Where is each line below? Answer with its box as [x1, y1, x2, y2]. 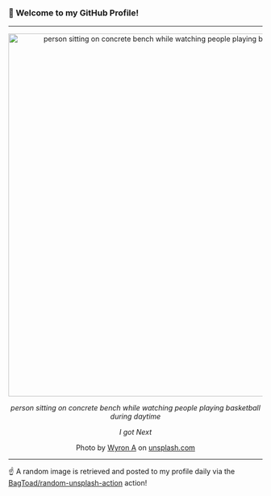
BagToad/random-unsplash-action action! [8, 478, 148, 488]
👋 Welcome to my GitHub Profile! [8, 7, 140, 19]
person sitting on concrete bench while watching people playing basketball [10, 403, 261, 413]
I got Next [119, 427, 152, 437]
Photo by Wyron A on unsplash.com [75, 443, 196, 452]
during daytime [110, 411, 161, 422]
